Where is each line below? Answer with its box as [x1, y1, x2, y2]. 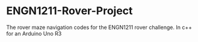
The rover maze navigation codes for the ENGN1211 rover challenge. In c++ [6, 24, 193, 31]
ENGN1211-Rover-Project [6, 4, 133, 18]
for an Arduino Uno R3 [6, 30, 62, 37]
